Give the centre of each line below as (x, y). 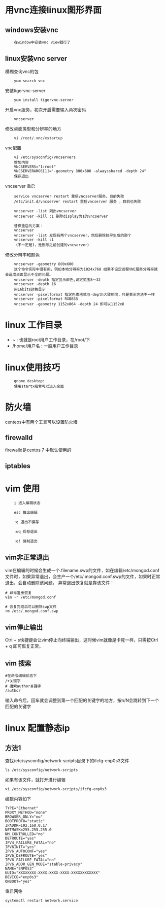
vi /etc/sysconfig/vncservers (45, 157)
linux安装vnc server (36, 59)
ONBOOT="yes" (18, 882)
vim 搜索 (18, 663)
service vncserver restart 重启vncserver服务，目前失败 (69, 196)
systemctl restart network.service (42, 901)
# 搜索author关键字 (23, 686)
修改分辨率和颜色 (22, 255)
